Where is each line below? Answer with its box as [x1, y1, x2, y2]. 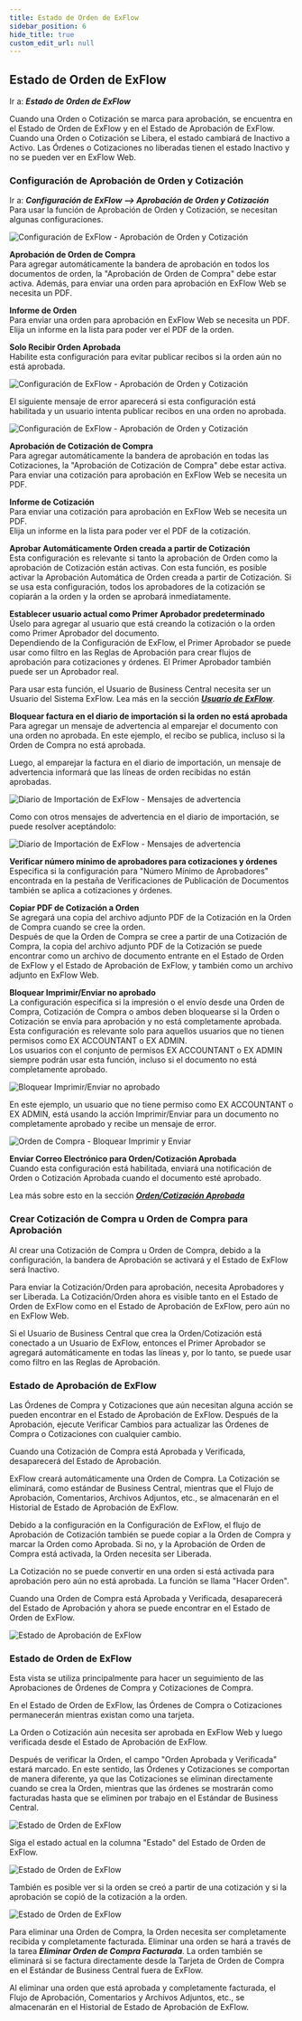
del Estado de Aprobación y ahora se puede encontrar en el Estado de [9, 1602, 270, 1613]
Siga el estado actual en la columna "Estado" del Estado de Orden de [9, 1837, 266, 1848]
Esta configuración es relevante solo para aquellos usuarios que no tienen [9, 1025, 285, 1036]
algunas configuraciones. [9, 214, 104, 225]
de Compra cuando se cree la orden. [9, 921, 146, 932]
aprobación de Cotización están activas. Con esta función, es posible [9, 562, 268, 573]
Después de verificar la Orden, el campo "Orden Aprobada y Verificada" [9, 1754, 278, 1765]
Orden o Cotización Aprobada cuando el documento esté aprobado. [9, 1173, 261, 1184]
